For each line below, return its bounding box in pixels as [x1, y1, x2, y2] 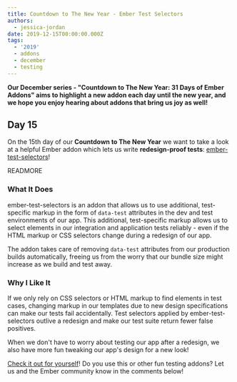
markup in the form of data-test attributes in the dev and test [32, 208, 213, 217]
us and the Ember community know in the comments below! [7, 367, 184, 376]
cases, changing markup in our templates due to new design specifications [7, 301, 228, 310]
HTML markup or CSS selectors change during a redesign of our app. [7, 231, 212, 239]
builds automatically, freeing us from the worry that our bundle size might [7, 252, 223, 261]
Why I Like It [7, 277, 51, 287]
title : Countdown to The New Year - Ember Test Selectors [7, 10, 183, 18]
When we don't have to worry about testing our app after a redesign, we [7, 338, 220, 346]
